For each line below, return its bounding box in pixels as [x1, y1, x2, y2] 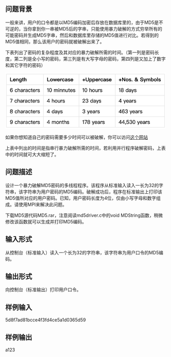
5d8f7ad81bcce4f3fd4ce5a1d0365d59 [5, 317, 86, 323]
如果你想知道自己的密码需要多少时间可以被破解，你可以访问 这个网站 [5, 134, 148, 140]
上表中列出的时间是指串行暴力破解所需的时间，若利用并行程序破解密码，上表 [5, 145, 166, 151]
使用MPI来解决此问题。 [18, 201, 67, 208]
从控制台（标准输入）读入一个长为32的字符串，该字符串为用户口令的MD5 [5, 249, 159, 256]
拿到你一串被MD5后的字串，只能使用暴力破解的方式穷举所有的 [32, 25, 163, 32]
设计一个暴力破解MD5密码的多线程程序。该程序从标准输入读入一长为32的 [5, 182, 159, 188]
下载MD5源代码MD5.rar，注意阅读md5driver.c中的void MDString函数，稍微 [5, 212, 163, 218]
